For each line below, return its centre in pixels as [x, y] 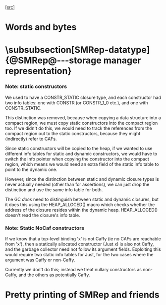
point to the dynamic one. [31, 169]
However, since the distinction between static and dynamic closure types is [82, 179]
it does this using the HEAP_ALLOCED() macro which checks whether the [80, 204]
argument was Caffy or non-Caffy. [40, 260]
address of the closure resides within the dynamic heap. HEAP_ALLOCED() [82, 210]
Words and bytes [41, 27]
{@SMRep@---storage [53, 60]
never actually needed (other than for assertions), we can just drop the [77, 184]
